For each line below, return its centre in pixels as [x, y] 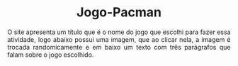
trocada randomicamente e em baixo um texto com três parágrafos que [119, 47]
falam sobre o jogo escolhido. [51, 55]
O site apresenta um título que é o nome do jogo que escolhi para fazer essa [119, 32]
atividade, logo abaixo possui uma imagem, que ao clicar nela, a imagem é [119, 39]
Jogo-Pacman [119, 12]
